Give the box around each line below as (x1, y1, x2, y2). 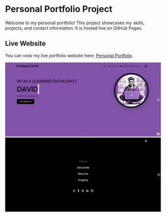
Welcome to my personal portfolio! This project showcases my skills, (5, 20, 145, 26)
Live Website (5, 40, 46, 48)
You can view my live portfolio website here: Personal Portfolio (5, 52, 132, 58)
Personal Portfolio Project (5, 3, 113, 15)
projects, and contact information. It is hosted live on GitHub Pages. (5, 25, 143, 31)
